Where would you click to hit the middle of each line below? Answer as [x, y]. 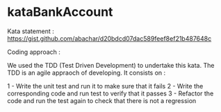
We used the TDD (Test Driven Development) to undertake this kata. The [111, 65]
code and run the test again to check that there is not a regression [102, 100]
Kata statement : [31, 31]
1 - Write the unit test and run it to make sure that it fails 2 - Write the [105, 86]
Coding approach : [34, 52]
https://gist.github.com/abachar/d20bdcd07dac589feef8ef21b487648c [109, 38]
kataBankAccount [60, 12]
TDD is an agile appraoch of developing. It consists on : [87, 73]
